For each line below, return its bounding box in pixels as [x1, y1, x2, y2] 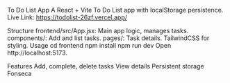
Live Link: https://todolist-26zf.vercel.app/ [7, 13, 127, 21]
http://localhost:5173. [7, 48, 68, 57]
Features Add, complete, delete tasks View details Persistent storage [7, 62, 204, 70]
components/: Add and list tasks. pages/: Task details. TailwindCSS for [7, 34, 210, 42]
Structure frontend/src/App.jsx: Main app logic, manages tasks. [7, 27, 189, 35]
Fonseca [7, 69, 32, 77]
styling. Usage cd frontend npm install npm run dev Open [7, 41, 172, 49]
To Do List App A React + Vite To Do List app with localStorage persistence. [7, 6, 224, 14]
